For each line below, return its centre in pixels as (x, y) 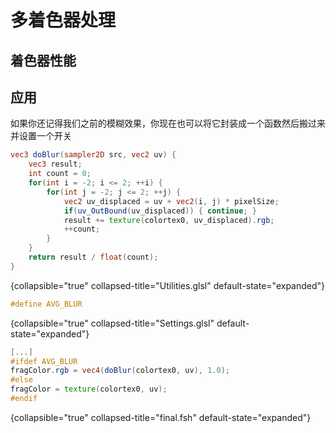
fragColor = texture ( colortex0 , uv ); (89, 389)
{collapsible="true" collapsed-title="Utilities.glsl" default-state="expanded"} (168, 285)
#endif (24, 399)
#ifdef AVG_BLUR (44, 361)
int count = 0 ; (60, 174)
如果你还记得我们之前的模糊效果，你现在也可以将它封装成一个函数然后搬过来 (168, 123)
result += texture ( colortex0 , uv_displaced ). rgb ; (169, 220)
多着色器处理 (63, 20)
